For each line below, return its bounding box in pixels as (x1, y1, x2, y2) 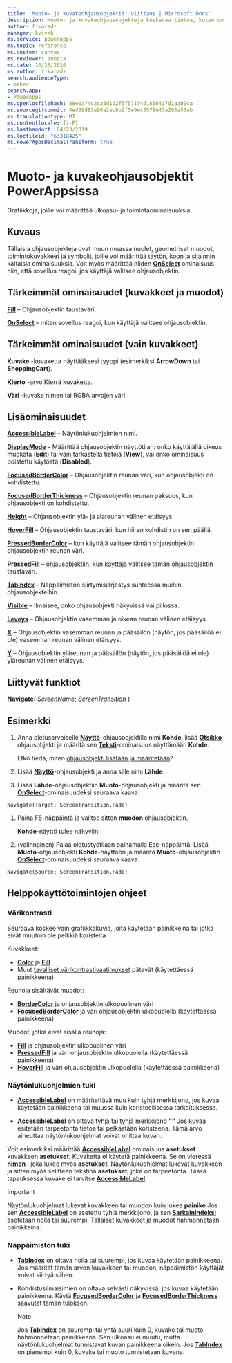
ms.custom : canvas (7, 49, 60, 56)
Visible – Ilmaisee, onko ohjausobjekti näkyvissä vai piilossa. (7, 601, 180, 610)
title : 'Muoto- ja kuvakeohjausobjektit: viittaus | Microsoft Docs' (7, 10, 212, 17)
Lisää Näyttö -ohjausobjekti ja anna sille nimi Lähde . (17, 767, 165, 776)
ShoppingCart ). (7, 364, 53, 372)
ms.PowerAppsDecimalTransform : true (7, 139, 113, 146)
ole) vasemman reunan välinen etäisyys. (7, 636, 122, 644)
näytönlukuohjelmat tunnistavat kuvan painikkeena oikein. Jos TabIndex (17, 1340, 222, 1349)
